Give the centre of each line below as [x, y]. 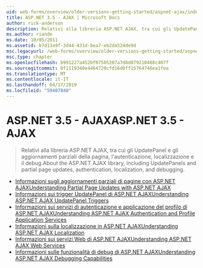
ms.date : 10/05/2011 [32, 40]
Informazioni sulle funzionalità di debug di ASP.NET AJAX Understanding [105, 252]
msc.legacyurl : [25, 51]
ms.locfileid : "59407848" [39, 91]
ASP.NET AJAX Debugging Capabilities [64, 258]
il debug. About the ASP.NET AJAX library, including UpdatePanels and [108, 163]
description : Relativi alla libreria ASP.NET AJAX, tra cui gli [89, 29]
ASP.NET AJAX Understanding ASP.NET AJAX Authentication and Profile [105, 213]
